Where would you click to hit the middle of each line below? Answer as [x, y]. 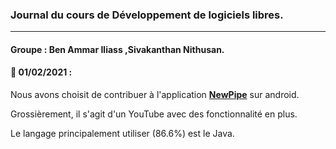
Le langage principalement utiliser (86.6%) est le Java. [122, 134]
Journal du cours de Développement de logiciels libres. [147, 15]
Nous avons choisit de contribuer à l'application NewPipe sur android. [155, 95]
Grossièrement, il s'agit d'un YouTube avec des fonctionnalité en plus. [154, 114]
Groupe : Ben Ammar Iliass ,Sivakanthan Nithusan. [117, 49]
